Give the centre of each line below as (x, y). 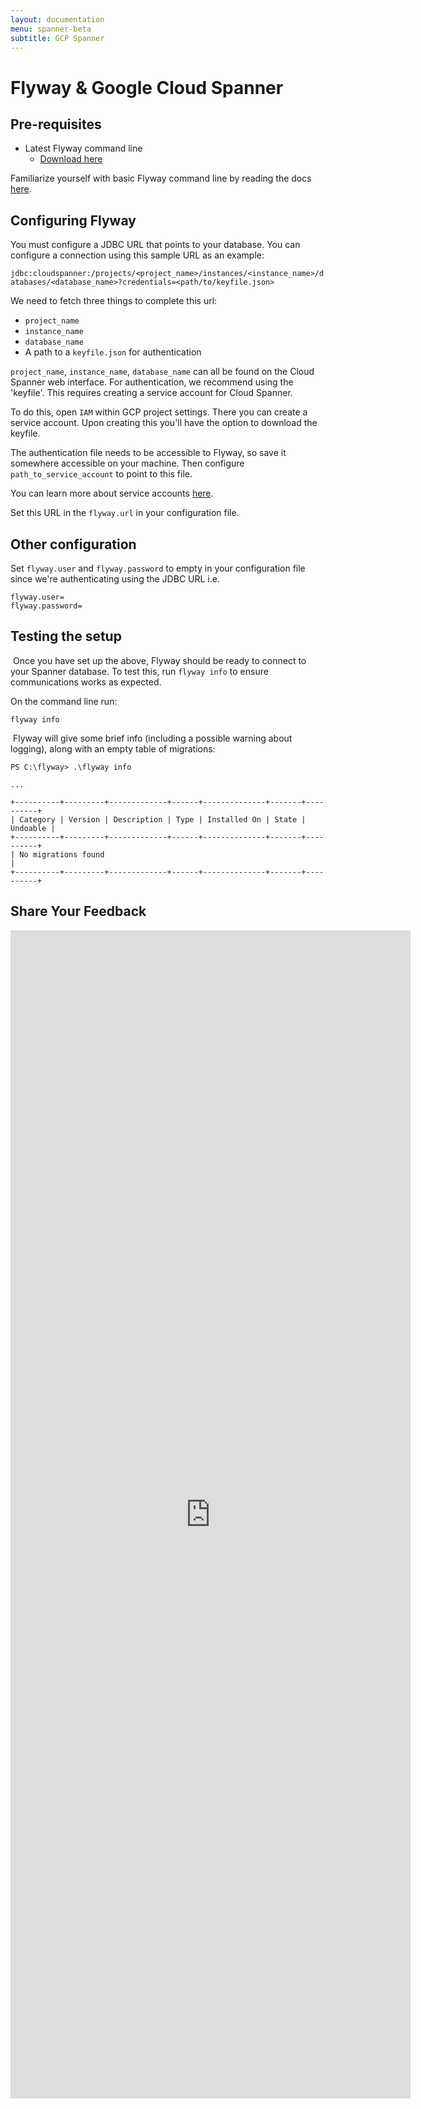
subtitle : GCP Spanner (57, 38)
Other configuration (73, 544)
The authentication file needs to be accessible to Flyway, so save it (148, 453)
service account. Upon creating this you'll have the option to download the (164, 423)
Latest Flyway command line (83, 148)
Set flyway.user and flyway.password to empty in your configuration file (158, 568)
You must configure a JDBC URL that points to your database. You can (155, 245)
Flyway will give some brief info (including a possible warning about (152, 738)
